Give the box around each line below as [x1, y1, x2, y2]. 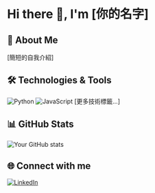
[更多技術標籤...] [74, 97, 120, 105]
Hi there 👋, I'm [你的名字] [7, 6, 149, 22]
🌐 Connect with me [7, 160, 91, 172]
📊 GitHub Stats [7, 119, 74, 130]
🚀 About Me [7, 34, 58, 45]
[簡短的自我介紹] [7, 53, 54, 61]
